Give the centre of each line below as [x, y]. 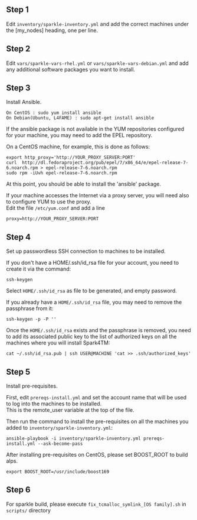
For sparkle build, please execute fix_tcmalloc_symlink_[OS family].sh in [96, 504]
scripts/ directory [29, 510]
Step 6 [18, 490]
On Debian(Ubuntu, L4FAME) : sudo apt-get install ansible [80, 118]
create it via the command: [39, 269]
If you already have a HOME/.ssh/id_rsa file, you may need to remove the [94, 302]
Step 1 [18, 10]
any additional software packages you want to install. [71, 69]
